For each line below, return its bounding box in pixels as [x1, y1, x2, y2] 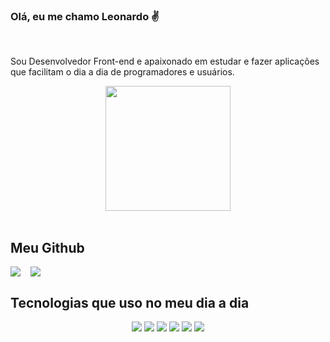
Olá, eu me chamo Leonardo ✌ [10, 9, 160, 23]
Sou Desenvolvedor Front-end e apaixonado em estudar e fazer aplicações [10, 55, 320, 68]
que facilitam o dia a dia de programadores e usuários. [10, 66, 235, 78]
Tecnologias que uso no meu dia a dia [10, 294, 250, 311]
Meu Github [10, 239, 85, 256]
